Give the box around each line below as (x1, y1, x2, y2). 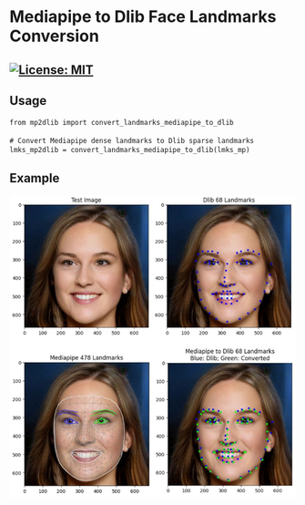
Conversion (9, 26, 100, 46)
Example (9, 170, 60, 186)
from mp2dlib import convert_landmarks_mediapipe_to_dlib (9, 119, 234, 128)
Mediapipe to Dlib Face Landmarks (9, 6, 277, 27)
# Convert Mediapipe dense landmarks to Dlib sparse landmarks (9, 137, 255, 146)
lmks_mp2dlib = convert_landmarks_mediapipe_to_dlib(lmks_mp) (9, 146, 250, 155)
